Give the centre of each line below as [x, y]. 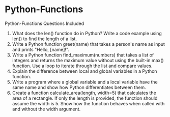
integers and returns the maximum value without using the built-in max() [88, 60]
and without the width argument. [46, 109]
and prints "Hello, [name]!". [41, 49]
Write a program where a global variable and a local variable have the [85, 82]
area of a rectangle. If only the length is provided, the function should [85, 98]
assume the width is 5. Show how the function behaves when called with [88, 103]
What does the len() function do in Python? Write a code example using [87, 33]
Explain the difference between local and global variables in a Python [84, 71]
